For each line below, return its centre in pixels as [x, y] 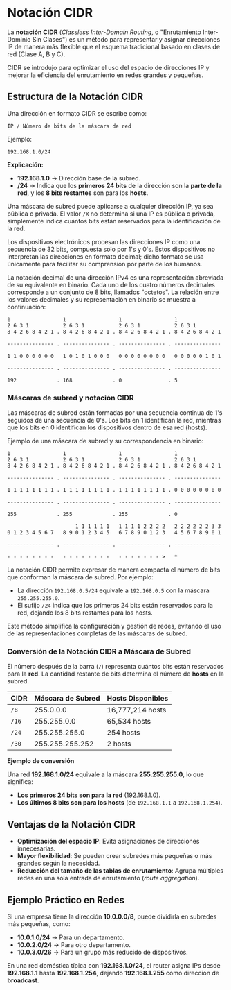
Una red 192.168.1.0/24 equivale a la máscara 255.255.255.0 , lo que [105, 774]
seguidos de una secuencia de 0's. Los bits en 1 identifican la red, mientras [114, 420]
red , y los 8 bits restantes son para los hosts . [83, 193]
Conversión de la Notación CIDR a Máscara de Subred [99, 651]
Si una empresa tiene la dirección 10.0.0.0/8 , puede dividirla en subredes [112, 916]
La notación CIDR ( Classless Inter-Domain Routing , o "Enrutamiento [104, 32]
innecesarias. [36, 848]
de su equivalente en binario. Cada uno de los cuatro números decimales [111, 284]
